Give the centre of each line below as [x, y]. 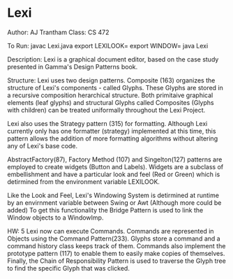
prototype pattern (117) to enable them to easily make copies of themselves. [116, 253]
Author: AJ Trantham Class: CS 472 [58, 32]
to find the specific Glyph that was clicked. [69, 268]
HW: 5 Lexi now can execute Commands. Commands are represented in [111, 231]
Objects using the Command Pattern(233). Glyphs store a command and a [114, 238]
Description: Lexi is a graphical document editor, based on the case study [113, 59]
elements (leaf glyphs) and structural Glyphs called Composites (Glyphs [111, 102]
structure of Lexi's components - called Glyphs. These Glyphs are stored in [115, 87]
